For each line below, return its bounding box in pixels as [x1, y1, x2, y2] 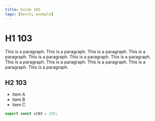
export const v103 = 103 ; [5, 111, 58, 116]
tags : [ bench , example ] [5, 12, 54, 17]
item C [12, 102, 26, 108]
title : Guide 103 [5, 7, 41, 12]
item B [12, 97, 25, 102]
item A [12, 91, 25, 98]
